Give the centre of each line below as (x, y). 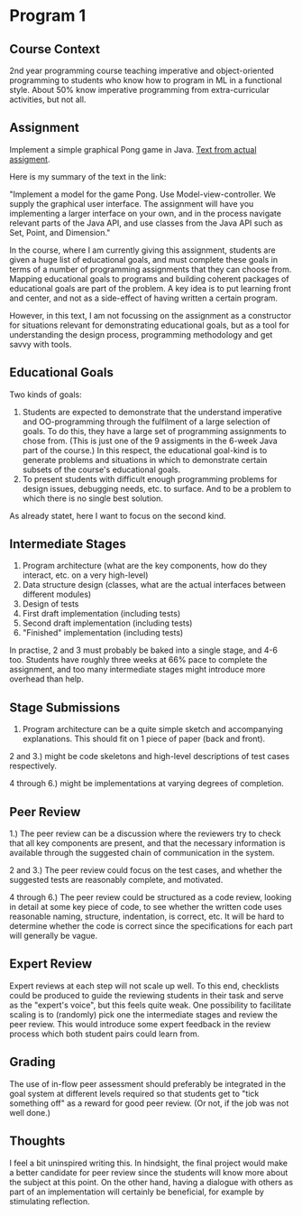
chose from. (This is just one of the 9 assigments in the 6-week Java (150, 441)
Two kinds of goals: (46, 395)
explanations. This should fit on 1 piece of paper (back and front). (144, 739)
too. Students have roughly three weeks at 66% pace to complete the (138, 660)
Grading (32, 1062)
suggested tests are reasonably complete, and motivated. (116, 880)
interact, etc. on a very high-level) (85, 575)
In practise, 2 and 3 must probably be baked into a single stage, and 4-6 (143, 650)
